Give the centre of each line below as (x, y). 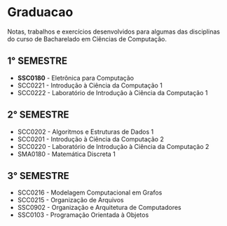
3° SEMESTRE (39, 176)
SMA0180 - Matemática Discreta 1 (66, 154)
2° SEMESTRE (38, 115)
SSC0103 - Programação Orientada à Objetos (83, 215)
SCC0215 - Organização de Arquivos (70, 200)
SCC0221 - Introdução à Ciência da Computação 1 (90, 85)
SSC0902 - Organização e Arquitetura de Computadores (99, 208)
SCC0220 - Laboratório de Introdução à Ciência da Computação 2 (113, 146)
